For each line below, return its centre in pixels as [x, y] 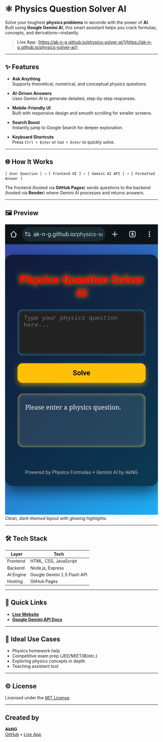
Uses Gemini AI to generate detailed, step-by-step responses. [74, 98]
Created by [22, 718]
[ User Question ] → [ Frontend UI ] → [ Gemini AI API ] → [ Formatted [80, 174]
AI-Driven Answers [32, 93]
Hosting [15, 581]
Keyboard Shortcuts [33, 137]
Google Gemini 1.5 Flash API [59, 574]
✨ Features [22, 67]
